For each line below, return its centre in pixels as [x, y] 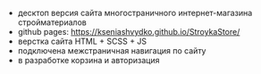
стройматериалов [52, 22]
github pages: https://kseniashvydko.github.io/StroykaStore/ [129, 32]
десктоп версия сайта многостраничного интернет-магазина [135, 13]
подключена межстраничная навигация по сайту [112, 51]
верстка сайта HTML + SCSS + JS [82, 41]
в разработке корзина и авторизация [88, 60]
